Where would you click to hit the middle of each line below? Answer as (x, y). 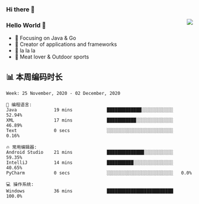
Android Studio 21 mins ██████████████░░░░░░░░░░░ (90, 153)
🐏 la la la (25, 51)
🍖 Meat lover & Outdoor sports (52, 57)
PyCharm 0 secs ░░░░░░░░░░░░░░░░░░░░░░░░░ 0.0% (99, 173)
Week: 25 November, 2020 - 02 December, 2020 (63, 94)
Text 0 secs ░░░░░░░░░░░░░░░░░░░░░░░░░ (90, 131)
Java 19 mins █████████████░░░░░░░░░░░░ (90, 110)
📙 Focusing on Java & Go (45, 38)
